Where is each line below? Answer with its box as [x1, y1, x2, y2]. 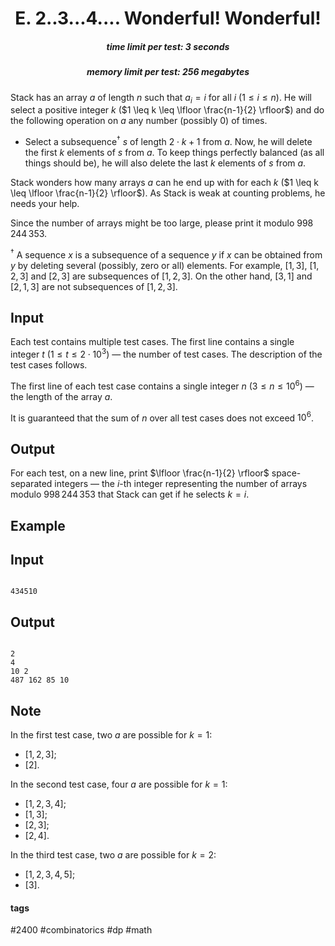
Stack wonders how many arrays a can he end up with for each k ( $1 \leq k [10, 176, 320, 188]
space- [271, 467, 302, 479]
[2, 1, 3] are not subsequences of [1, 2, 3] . [10, 280, 178, 292]
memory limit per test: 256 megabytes [86, 66, 250, 78]
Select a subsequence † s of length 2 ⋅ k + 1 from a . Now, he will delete [24, 134, 313, 147]
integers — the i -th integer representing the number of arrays [54, 478, 308, 490]
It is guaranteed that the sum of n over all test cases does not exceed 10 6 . [10, 410, 314, 424]
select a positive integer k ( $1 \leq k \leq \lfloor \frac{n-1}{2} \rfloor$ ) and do [10, 104, 325, 116]
